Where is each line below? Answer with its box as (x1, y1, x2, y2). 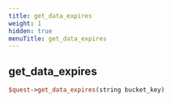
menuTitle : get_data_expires (8, 34, 107, 43)
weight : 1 (8, 19, 42, 28)
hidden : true (8, 27, 53, 35)
